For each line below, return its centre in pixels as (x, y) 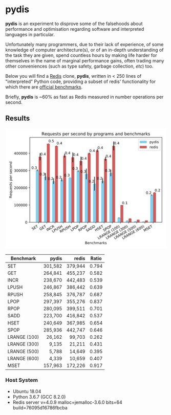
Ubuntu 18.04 (27, 391)
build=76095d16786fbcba (40, 407)
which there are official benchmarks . (44, 87)
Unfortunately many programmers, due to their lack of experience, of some (84, 44)
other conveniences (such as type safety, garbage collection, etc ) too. (79, 66)
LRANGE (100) (23, 337)
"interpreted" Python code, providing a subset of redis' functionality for (81, 81)
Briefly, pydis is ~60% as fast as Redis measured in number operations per (84, 97)
